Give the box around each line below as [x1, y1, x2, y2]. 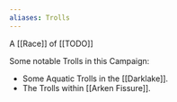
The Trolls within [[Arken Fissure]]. [22, 82, 151, 93]
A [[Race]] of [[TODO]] [9, 38, 93, 49]
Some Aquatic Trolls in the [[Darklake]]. [22, 73, 169, 84]
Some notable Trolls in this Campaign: [9, 55, 150, 66]
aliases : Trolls [9, 13, 70, 23]
